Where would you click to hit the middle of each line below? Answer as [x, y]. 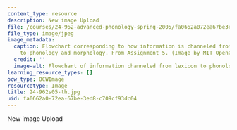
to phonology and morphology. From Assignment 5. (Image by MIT [116, 53]
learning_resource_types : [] [50, 72]
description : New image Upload [53, 20]
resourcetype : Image [38, 86]
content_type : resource [42, 14]
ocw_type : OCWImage [36, 79]
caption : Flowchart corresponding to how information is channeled [115, 46]
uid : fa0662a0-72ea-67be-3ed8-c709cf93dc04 [72, 99]
